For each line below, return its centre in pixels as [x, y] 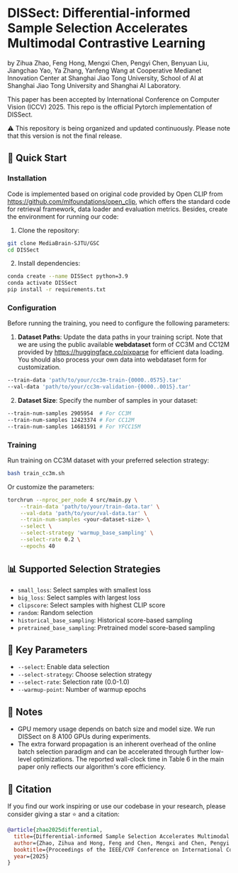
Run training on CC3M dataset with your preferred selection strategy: [108, 460]
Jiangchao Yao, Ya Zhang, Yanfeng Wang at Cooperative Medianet [104, 70]
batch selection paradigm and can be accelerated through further [113, 752]
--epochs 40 [38, 546]
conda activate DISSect [42, 283]
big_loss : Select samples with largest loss [79, 597]
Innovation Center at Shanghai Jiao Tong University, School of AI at [106, 78]
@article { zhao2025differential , [55, 830]
